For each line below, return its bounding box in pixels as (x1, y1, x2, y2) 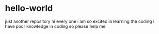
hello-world (5, 3, 53, 14)
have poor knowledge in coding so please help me (5, 23, 106, 29)
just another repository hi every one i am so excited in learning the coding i (5, 18, 155, 24)
